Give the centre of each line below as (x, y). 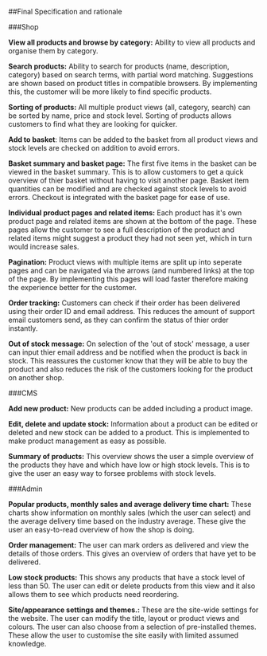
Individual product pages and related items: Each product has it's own (125, 213)
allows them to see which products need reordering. (94, 594)
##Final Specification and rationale (65, 12)
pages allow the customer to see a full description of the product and (121, 230)
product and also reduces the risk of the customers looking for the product (131, 369)
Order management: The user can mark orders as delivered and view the (128, 545)
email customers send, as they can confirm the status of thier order (118, 320)
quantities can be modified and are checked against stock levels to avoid (128, 189)
